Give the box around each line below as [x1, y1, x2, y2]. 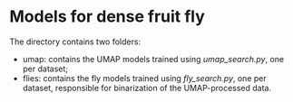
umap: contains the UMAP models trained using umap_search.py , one [22, 53, 284, 64]
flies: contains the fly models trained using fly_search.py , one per [22, 72, 267, 83]
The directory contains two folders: [9, 36, 142, 47]
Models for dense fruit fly [9, 6, 206, 27]
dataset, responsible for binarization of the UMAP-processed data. [22, 82, 272, 93]
